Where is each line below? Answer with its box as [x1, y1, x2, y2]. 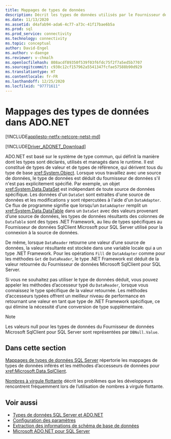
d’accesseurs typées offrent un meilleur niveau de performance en [5, 293, 146, 299]
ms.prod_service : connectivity [5, 31, 72, 36]
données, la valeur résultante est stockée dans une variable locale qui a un [5, 245, 162, 251]
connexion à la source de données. [5, 229, 79, 235]
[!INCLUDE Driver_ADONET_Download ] [5, 143, 86, 149]
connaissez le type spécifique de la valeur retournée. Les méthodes [5, 287, 148, 293]
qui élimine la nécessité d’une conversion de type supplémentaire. [5, 303, 144, 310]
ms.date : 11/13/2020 [5, 17, 49, 22]
